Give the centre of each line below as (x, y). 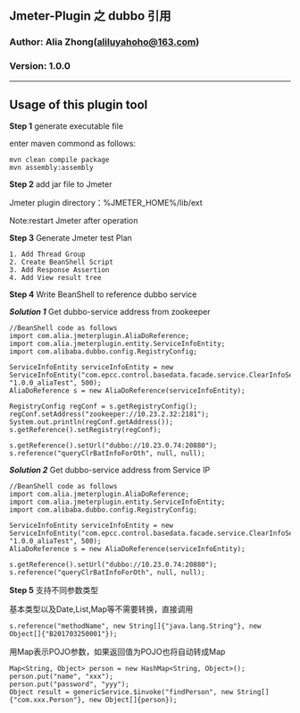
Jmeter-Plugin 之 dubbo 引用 (90, 16)
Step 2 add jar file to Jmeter (61, 184)
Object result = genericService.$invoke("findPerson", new (121, 692)
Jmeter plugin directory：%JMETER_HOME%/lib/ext (106, 203)
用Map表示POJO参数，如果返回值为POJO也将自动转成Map (117, 652)
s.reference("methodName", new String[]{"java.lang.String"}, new (135, 626)
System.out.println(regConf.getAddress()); (92, 422)
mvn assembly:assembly (51, 168)
